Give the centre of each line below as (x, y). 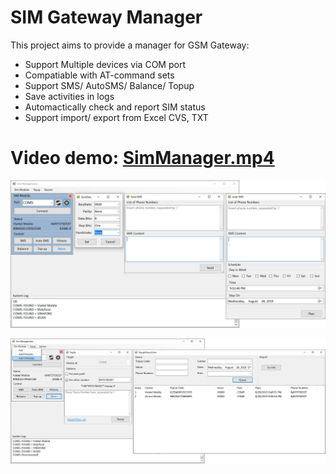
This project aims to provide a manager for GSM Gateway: (130, 45)
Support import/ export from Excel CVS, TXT (116, 117)
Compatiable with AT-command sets (99, 75)
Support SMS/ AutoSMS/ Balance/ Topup (109, 85)
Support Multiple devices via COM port (105, 64)
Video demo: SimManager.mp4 (142, 158)
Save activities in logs (69, 96)
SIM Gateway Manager (106, 17)
